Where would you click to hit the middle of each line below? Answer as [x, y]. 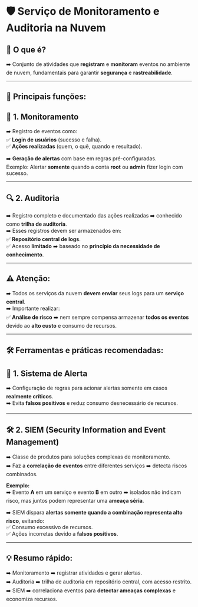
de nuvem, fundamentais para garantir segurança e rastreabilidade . [89, 72]
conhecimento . [25, 255]
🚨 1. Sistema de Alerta [47, 373]
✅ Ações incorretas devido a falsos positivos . [62, 533]
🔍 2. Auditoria [33, 198]
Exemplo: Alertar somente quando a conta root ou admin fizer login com [95, 167]
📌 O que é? [26, 50]
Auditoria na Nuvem [56, 28]
